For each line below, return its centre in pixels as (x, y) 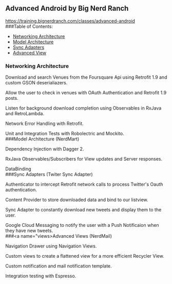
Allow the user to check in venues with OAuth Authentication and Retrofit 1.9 (86, 93)
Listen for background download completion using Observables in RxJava (83, 108)
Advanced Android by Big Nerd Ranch (67, 8)
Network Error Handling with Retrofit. (44, 123)
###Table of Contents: (29, 26)
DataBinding (18, 169)
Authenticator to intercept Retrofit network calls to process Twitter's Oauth (84, 184)
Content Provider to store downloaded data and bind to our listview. (77, 200)
